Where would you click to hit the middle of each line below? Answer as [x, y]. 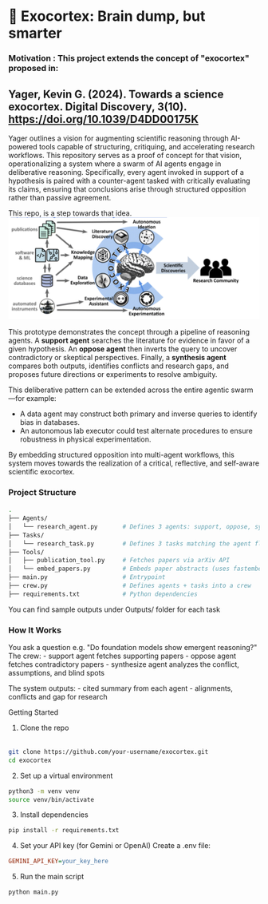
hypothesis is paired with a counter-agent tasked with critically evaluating [129, 180]
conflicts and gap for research [58, 697]
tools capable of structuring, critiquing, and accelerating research [147, 146]
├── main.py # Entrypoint [87, 577]
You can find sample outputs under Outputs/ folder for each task [114, 609]
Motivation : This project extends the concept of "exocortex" [129, 58]
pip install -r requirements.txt [64, 831]
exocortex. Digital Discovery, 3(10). [98, 107]
